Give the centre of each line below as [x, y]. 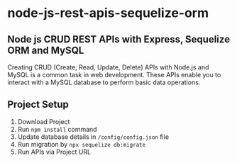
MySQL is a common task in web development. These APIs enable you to [114, 75]
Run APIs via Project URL [54, 152]
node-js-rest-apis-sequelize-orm [108, 13]
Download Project [44, 121]
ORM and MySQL [46, 50]
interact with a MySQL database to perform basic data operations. [104, 82]
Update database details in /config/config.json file [93, 137]
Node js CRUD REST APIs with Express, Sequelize [119, 39]
